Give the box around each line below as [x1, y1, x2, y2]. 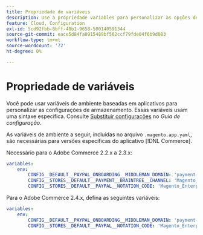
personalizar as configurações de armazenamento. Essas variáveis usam [6, 106, 188, 113]
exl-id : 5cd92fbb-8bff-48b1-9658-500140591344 [6, 25, 126, 32]
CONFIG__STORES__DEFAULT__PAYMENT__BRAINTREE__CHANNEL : [28, 177, 172, 184]
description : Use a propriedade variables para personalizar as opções [6, 15, 190, 21]
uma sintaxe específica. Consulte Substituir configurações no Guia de [6, 113, 180, 120]
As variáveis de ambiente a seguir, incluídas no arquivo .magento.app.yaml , [6, 131, 192, 138]
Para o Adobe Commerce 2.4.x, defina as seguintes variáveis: [6, 194, 160, 202]
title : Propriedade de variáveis [6, 8, 91, 15]
